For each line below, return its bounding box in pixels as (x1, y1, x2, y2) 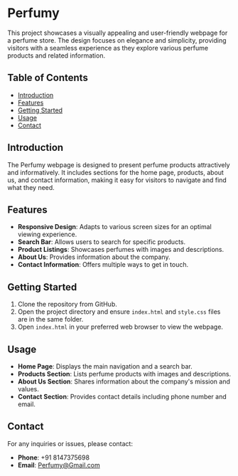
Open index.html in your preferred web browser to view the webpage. (17, 322, 224, 332)
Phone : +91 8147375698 (17, 453, 90, 462)
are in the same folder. (17, 315, 84, 324)
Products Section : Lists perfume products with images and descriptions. (17, 370, 232, 378)
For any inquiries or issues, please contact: (7, 439, 134, 448)
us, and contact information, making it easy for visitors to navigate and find (7, 176, 227, 184)
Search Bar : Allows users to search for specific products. (17, 238, 186, 246)
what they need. (7, 183, 55, 191)
